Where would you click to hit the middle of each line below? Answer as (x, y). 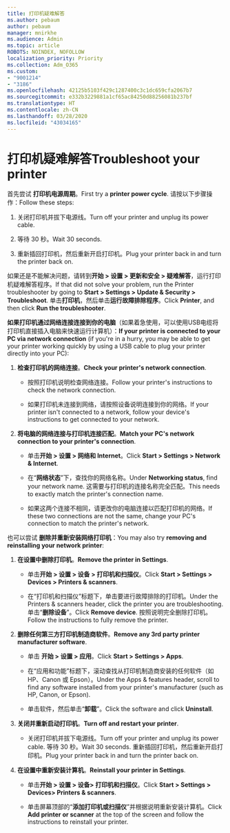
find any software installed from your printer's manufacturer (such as (125, 687)
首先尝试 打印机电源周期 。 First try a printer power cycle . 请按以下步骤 (107, 194)
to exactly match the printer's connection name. (95, 494)
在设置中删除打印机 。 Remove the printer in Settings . (93, 560)
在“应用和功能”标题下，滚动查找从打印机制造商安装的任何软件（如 (121, 671)
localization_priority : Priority (55, 59)
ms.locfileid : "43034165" (44, 122)
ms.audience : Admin (35, 39)
